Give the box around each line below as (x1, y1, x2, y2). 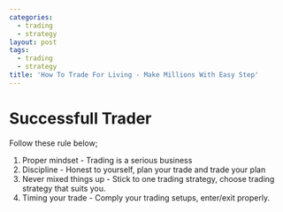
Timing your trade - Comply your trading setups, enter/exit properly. (21, 192, 271, 203)
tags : (9, 46, 29, 55)
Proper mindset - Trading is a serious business (21, 155, 193, 165)
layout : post (9, 37, 57, 47)
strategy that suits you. (21, 183, 106, 193)
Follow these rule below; (9, 138, 98, 148)
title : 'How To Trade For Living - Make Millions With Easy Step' (9, 71, 259, 79)
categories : (9, 12, 53, 22)
